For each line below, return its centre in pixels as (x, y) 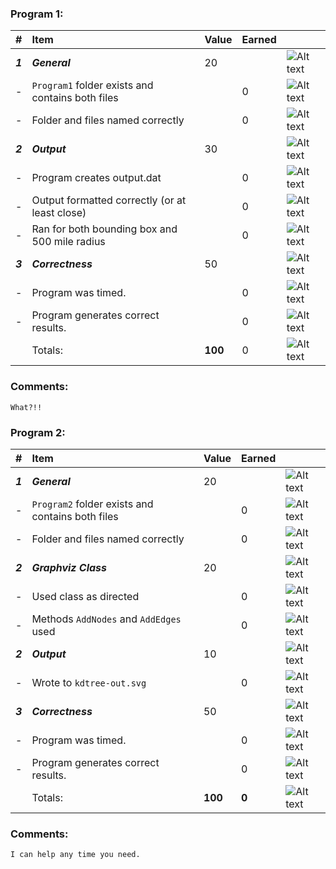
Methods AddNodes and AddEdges (106, 619)
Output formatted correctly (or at (109, 200)
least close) (59, 213)
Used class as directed (85, 596)
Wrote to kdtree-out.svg (89, 682)
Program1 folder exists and (92, 85)
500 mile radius (68, 242)
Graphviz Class (69, 567)
